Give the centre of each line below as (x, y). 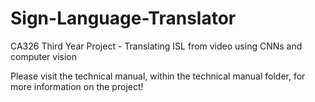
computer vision (44, 56)
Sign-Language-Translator (123, 18)
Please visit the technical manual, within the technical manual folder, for (158, 76)
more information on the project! (77, 86)
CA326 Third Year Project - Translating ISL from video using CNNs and (156, 46)
